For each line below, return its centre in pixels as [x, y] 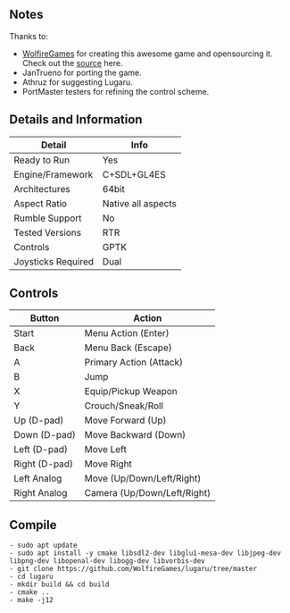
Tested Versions [48, 232]
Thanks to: [29, 36]
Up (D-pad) [39, 421]
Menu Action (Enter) [127, 333]
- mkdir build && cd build [59, 584]
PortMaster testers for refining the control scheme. [116, 91]
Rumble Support [48, 218]
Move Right [108, 464]
